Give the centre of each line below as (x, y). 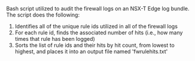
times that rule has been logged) (55, 39)
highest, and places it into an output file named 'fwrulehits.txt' (91, 52)
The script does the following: (43, 15)
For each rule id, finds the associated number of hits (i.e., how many (99, 33)
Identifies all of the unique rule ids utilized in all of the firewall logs (96, 26)
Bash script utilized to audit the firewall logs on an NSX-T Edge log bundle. (98, 9)
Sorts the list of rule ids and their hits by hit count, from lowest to (95, 45)
